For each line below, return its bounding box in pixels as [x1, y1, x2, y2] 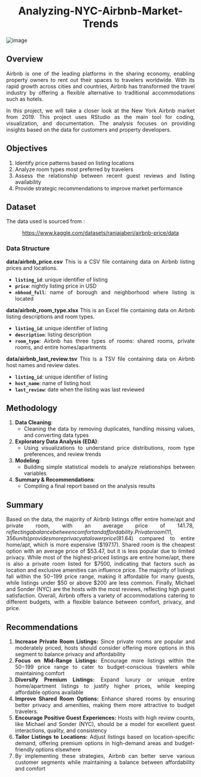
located [14, 295, 34, 302]
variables [23, 470, 47, 477]
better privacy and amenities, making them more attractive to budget [14, 702, 195, 709]
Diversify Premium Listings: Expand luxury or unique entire [14, 676, 195, 683]
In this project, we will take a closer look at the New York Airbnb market [6, 106, 195, 114]
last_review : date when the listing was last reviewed [14, 386, 145, 393]
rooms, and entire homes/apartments [14, 343, 106, 351]
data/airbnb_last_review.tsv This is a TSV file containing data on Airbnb [6, 355, 195, 362]
